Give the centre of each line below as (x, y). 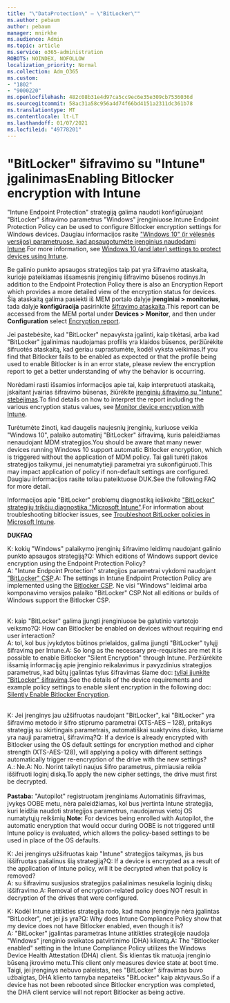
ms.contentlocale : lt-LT (43, 116)
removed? (21, 876)
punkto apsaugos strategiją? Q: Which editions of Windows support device (113, 556)
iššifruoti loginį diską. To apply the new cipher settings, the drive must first (112, 774)
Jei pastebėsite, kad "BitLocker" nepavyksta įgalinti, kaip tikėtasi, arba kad (113, 335)
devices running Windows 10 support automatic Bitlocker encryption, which (115, 450)
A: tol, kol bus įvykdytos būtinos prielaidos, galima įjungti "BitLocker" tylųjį (113, 643)
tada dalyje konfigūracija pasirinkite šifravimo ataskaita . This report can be (113, 307)
